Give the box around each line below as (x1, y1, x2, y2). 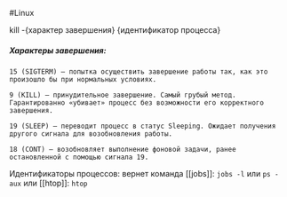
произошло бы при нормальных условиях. (9, 75, 157, 83)
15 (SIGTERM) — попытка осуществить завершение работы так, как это (9, 67, 268, 76)
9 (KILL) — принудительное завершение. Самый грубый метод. (9, 91, 237, 99)
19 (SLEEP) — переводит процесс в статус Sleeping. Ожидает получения (9, 122, 276, 130)
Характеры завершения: (9, 44, 107, 56)
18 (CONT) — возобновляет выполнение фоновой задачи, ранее (9, 145, 237, 154)
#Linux (9, 8, 35, 18)
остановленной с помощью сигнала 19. (9, 153, 149, 162)
